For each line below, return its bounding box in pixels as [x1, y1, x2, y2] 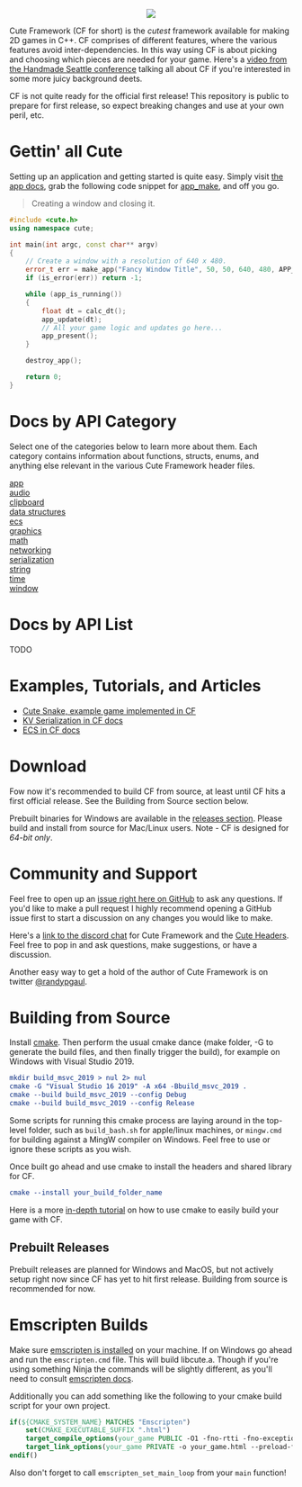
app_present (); [41, 331, 99, 341]
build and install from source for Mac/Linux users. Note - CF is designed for [9, 822, 289, 833]
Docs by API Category [9, 411, 177, 431]
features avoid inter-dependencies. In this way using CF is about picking [9, 45, 277, 55]
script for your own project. [9, 1400, 111, 1410]
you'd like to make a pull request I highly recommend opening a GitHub [9, 903, 272, 914]
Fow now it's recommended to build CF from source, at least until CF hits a [9, 786, 286, 797]
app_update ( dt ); [41, 315, 102, 324]
